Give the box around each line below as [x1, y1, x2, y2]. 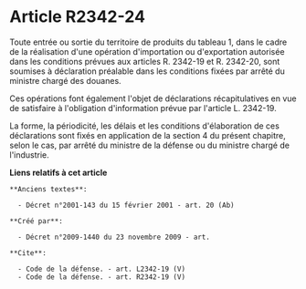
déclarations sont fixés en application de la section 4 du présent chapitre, [9, 129, 286, 140]
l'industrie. [9, 149, 50, 160]
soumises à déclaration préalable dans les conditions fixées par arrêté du [9, 66, 285, 77]
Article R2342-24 [9, 6, 146, 27]
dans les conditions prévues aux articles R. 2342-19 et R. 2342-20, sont [9, 56, 280, 67]
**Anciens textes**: [9, 184, 89, 193]
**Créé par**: [9, 216, 64, 225]
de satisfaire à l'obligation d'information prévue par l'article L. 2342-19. [9, 102, 277, 113]
